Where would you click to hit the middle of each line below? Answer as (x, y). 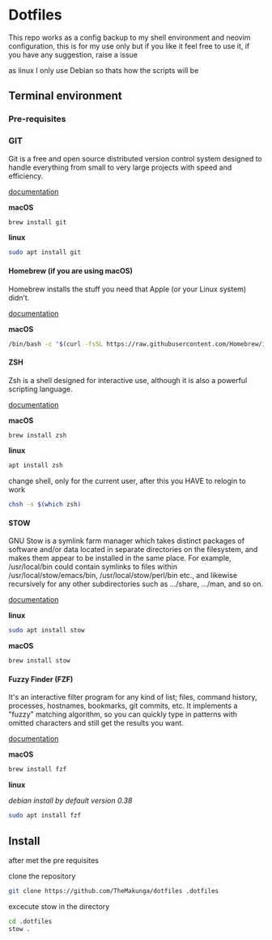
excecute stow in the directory (59, 906)
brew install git (38, 222)
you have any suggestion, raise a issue (73, 54)
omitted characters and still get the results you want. (96, 723)
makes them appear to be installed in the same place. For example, (120, 558)
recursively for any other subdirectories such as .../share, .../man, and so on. (136, 584)
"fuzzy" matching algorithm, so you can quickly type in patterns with (123, 714)
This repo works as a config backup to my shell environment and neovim (130, 37)
